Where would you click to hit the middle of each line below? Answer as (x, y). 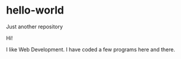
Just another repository (35, 27)
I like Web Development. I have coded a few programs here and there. (90, 49)
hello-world (35, 10)
